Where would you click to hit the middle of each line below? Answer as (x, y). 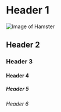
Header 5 (17, 89)
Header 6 (17, 104)
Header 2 (23, 45)
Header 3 (19, 62)
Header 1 (28, 10)
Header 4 (17, 75)
